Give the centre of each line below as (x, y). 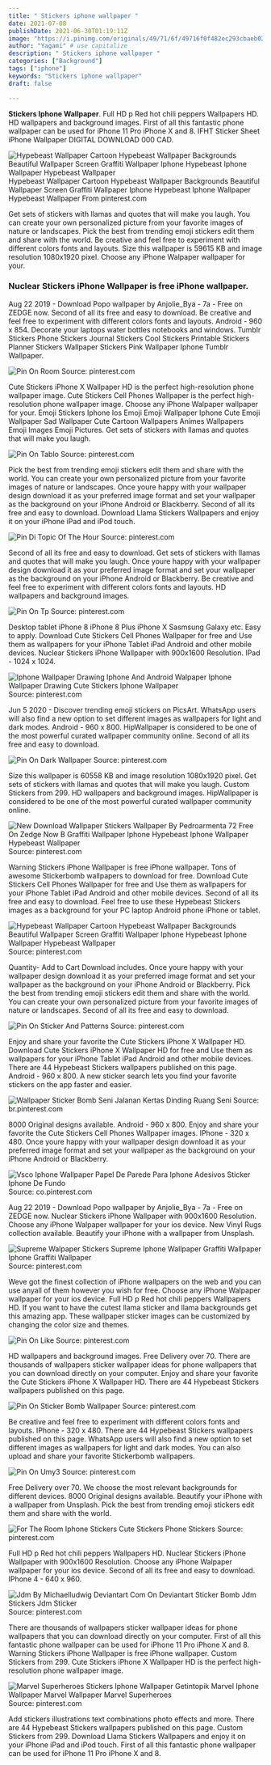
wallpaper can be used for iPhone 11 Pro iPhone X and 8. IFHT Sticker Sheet (134, 131)
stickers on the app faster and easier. (70, 1084)
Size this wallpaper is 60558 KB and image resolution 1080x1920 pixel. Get (132, 775)
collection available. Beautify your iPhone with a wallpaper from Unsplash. (131, 1233)
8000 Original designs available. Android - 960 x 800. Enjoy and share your (134, 1124)
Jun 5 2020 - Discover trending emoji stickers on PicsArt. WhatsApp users (132, 709)
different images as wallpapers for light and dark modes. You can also (125, 1447)
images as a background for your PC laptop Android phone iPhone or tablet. (134, 910)
